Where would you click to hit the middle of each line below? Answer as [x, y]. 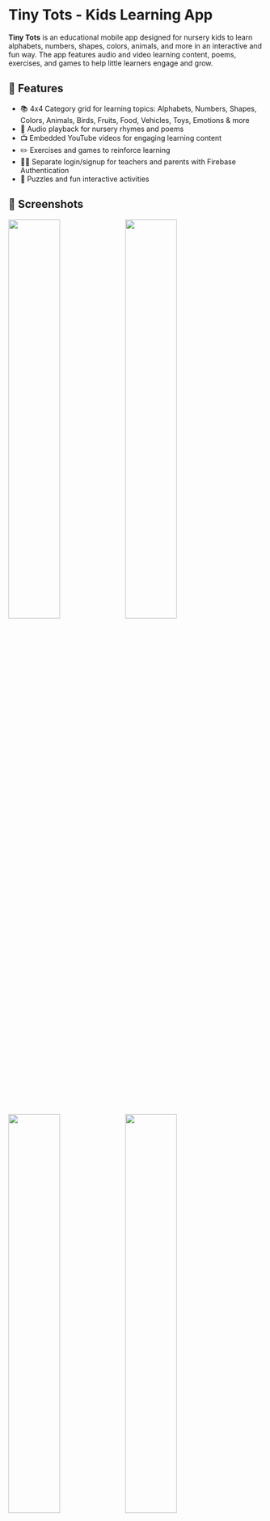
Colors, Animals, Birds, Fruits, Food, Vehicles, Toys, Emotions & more [135, 120]
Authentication [44, 170]
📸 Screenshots [46, 204]
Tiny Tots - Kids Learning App [111, 15]
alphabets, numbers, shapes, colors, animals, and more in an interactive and [135, 45]
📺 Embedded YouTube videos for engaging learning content [121, 138]
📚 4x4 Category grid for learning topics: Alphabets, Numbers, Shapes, [138, 108]
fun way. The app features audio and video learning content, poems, [122, 54]
